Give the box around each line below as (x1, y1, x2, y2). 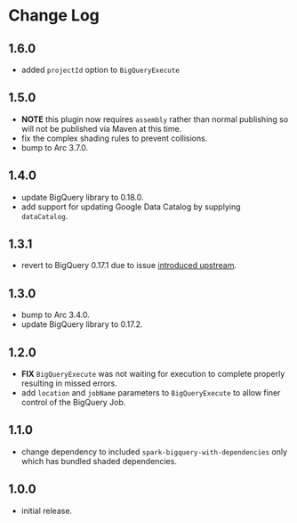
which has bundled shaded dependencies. (20, 455, 177, 466)
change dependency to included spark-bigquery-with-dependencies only (20, 446, 288, 457)
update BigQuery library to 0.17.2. (20, 319, 143, 330)
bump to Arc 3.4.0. (20, 309, 90, 321)
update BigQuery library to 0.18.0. (20, 192, 144, 202)
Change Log (8, 5, 100, 26)
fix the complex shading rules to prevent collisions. (20, 133, 208, 143)
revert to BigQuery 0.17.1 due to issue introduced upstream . (20, 260, 237, 271)
